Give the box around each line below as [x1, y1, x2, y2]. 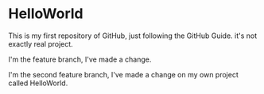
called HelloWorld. [8, 78, 68, 88]
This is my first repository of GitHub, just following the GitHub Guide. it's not [8, 31, 258, 40]
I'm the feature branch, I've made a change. [8, 55, 152, 64]
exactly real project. [8, 39, 73, 48]
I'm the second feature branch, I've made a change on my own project [8, 70, 239, 79]
